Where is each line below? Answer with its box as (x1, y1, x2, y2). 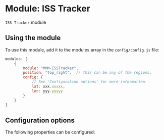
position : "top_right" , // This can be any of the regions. (23, 70, 152, 75)
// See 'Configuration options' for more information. (31, 80, 148, 85)
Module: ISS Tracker (5, 3, 91, 14)
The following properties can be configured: (5, 129, 95, 135)
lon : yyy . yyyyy (31, 89, 63, 93)
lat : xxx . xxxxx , (31, 84, 65, 89)
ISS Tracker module (5, 19, 46, 25)
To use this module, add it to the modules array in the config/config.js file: (5, 47, 160, 52)
